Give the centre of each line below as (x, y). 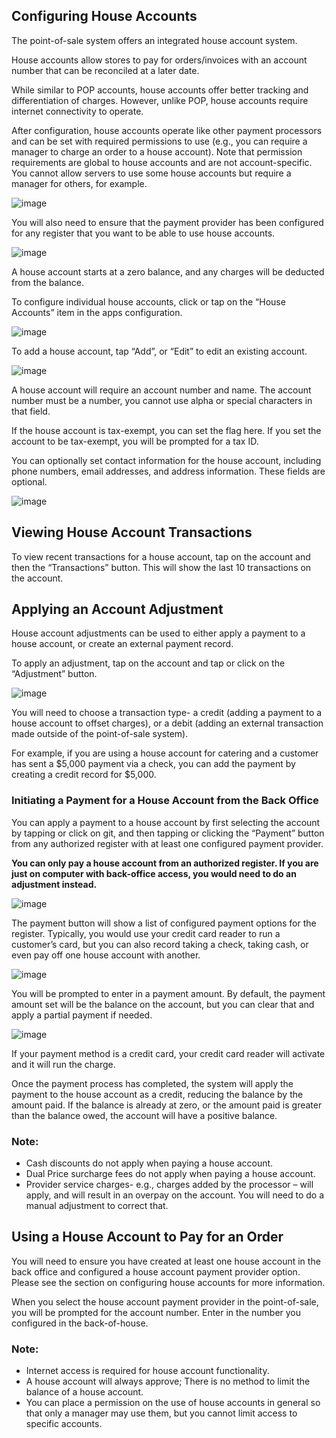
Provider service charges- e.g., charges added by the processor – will (169, 1185)
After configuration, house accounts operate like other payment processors (167, 130)
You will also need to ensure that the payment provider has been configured (167, 222)
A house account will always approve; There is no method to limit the (168, 1381)
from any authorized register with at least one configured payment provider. (167, 843)
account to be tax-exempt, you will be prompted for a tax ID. (135, 441)
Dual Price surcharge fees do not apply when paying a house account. (170, 1174)
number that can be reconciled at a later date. (105, 70)
